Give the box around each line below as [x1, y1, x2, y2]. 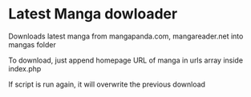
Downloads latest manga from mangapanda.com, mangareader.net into [8, 31, 244, 41]
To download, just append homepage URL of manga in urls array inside [8, 55, 243, 65]
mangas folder [8, 39, 56, 49]
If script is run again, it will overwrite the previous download [8, 79, 206, 89]
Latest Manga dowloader [8, 5, 178, 23]
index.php [8, 63, 42, 73]
